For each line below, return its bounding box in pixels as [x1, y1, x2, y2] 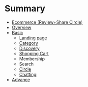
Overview [11, 24, 31, 30]
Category [19, 40, 38, 46]
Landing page [19, 35, 47, 41]
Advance [11, 77, 30, 83]
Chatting [19, 71, 37, 77]
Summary [4, 3, 45, 14]
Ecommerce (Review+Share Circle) [11, 19, 83, 25]
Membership [19, 56, 45, 61]
